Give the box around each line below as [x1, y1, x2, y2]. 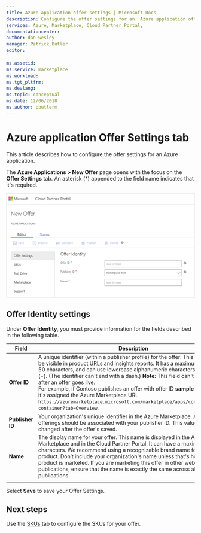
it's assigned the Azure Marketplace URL [38, 392, 139, 399]
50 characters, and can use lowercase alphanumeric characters [38, 366, 196, 373]
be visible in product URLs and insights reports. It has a [38, 360, 174, 367]
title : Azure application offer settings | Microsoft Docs [6, 10, 157, 16]
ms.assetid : [6, 60, 36, 66]
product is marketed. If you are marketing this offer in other [38, 459, 184, 466]
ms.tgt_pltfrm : [6, 79, 44, 85]
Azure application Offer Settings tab [6, 130, 190, 144]
